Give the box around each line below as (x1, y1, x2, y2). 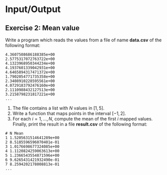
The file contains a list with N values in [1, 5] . (12, 105, 105, 111)
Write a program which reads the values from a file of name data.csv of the (5, 37, 162, 43)
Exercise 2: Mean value (5, 24, 79, 32)
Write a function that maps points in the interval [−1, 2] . (12, 110, 126, 116)
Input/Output (5, 4, 61, 15)
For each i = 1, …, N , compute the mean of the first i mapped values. (12, 116, 153, 122)
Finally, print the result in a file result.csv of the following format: (12, 121, 147, 127)
